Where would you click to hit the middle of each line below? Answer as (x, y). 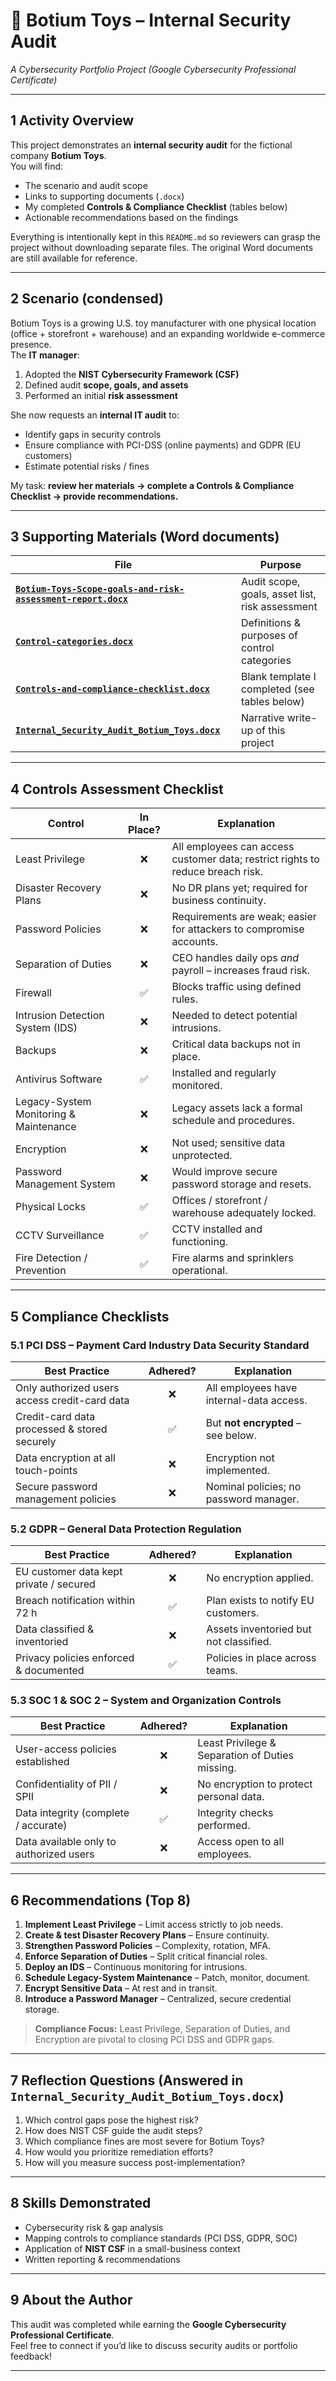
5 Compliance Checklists (90, 1316)
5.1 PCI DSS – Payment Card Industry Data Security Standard (160, 1345)
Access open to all (241, 1842)
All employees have (251, 1387)
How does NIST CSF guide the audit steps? (113, 2131)
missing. (217, 1768)
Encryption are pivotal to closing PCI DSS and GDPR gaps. (154, 2040)
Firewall (33, 993)
